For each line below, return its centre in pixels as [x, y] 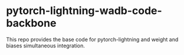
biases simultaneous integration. [46, 46]
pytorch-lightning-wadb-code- [84, 11]
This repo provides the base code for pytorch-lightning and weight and [92, 39]
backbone [31, 23]
